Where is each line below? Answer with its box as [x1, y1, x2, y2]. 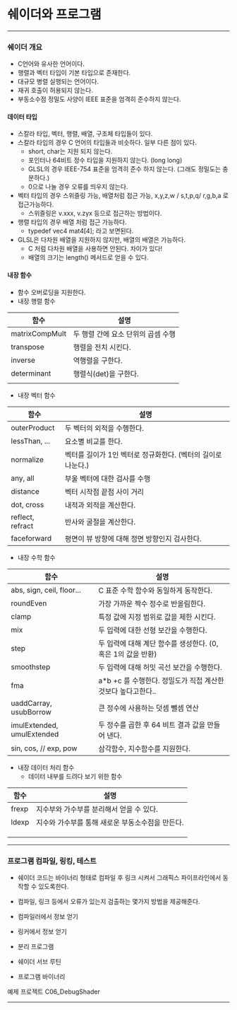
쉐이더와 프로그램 [7, 6, 102, 23]
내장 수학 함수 [17, 553, 56, 562]
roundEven [11, 598, 47, 608]
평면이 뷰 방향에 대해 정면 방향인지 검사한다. [64, 533, 202, 543]
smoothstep [11, 662, 51, 672]
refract [11, 521, 34, 530]
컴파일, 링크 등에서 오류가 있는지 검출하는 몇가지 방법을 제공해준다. [17, 897, 200, 905]
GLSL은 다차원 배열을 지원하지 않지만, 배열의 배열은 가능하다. [17, 236, 186, 244]
